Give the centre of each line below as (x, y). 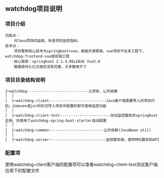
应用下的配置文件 (22, 171)
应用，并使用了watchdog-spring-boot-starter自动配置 (56, 121)
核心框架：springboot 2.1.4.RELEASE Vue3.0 (57, 61)
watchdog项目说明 (34, 9)
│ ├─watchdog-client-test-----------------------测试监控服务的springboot (82, 115)
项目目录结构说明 (25, 80)
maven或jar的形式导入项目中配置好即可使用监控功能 (61, 106)
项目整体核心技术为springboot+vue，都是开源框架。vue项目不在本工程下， (80, 51)
